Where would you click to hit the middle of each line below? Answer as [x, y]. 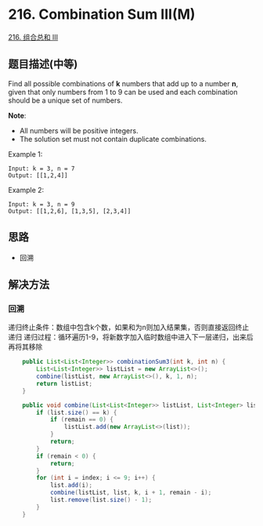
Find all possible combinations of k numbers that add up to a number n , [123, 83]
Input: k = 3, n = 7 [42, 169]
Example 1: [25, 154]
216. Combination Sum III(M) [102, 15]
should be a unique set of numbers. [65, 100]
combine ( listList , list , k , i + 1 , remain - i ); [131, 493]
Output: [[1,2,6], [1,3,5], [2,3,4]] [70, 211]
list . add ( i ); [71, 485]
